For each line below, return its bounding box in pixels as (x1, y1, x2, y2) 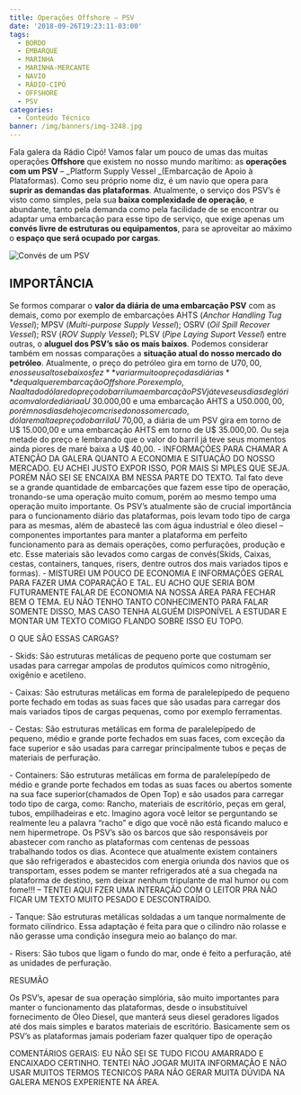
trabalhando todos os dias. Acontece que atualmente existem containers (9, 846, 278, 857)
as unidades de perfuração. (9, 957, 112, 968)
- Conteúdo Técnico (17, 113, 91, 122)
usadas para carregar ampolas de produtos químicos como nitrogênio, (9, 660, 270, 670)
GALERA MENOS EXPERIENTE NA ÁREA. (9, 1076, 160, 1087)
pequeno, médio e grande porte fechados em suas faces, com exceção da (9, 732, 286, 743)
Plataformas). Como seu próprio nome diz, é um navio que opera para (9, 175, 269, 185)
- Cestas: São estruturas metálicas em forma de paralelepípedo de (9, 723, 256, 734)
